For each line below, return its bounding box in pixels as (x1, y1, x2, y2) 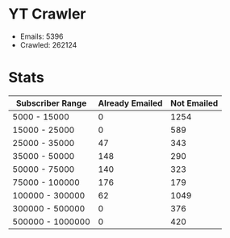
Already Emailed (98, 98, 163, 109)
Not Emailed (170, 98, 219, 109)
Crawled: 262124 (19, 40, 77, 49)
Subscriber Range (15, 98, 87, 109)
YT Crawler (8, 5, 86, 23)
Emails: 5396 (19, 31, 64, 41)
